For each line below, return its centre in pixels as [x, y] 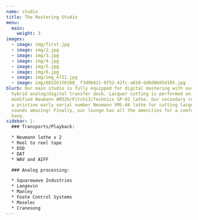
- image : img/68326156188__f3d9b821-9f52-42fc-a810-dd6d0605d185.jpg [98, 83]
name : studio [22, 12]
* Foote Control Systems [42, 197]
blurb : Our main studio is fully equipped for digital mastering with [95, 88]
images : [16, 39]
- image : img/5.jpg [35, 66]
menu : [13, 22]
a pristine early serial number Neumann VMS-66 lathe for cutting [95, 105]
